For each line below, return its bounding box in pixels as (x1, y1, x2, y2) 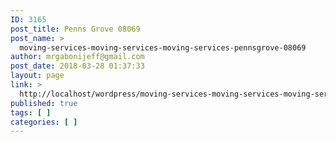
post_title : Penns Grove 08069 (10, 24, 141, 34)
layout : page (10, 71, 65, 81)
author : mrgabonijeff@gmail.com (10, 52, 145, 62)
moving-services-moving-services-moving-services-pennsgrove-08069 (19, 42, 307, 53)
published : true (10, 98, 78, 108)
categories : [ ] (10, 117, 78, 127)
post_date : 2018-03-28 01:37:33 (10, 61, 145, 71)
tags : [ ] (10, 107, 52, 118)
